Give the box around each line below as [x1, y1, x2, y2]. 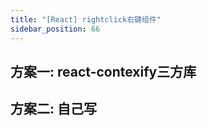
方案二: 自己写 [10, 101, 97, 118]
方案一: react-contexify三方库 [10, 63, 197, 80]
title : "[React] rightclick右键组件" [10, 14, 162, 25]
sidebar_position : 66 [10, 24, 101, 34]
